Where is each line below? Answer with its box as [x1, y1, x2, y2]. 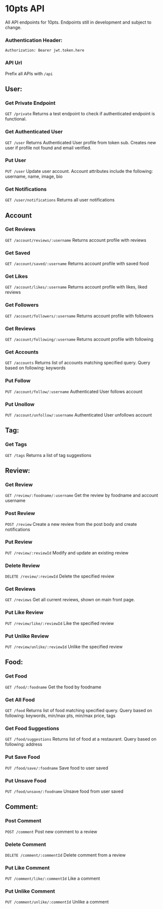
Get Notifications [5, 186, 47, 193]
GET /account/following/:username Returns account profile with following [5, 336, 154, 342]
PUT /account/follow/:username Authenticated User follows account [5, 389, 143, 394]
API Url [5, 60, 22, 66]
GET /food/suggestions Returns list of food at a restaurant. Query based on [5, 736, 157, 742]
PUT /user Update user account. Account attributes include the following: [5, 168, 153, 174]
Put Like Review [5, 609, 44, 616]
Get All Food [5, 696, 35, 703]
